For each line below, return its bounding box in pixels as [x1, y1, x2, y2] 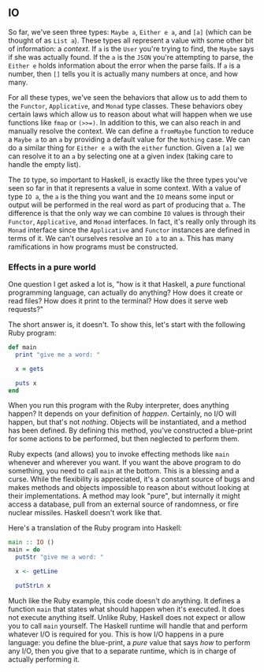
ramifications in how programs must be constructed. [8, 242, 179, 251]
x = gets [15, 365, 44, 373]
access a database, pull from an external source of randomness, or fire [8, 499, 239, 509]
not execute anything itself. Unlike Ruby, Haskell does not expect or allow [8, 612, 246, 622]
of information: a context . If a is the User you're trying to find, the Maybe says [8, 43, 255, 54]
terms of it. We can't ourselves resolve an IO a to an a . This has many [8, 233, 234, 243]
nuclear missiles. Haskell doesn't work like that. [8, 508, 162, 518]
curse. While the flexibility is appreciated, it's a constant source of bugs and [8, 474, 255, 484]
